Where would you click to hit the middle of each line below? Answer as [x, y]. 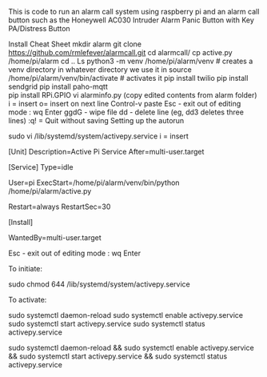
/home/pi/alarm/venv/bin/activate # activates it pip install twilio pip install [128, 78]
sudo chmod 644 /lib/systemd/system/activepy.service [99, 284]
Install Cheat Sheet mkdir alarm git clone [75, 44]
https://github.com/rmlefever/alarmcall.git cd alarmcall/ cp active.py [121, 52]
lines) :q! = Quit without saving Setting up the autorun [96, 120]
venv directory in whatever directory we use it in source [100, 70]
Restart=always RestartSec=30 [60, 207]
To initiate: [25, 269]
